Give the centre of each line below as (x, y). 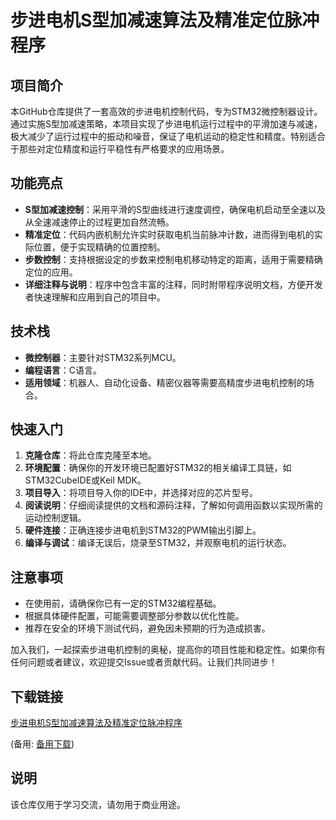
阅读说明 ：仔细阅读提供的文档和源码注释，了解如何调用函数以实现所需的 (173, 505)
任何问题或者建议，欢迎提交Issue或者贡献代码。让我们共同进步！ (144, 662)
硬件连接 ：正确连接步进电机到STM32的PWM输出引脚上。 (143, 530)
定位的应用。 (51, 272)
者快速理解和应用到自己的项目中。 (95, 297)
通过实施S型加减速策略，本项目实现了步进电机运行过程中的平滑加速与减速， (166, 124)
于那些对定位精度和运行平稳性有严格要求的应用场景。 (120, 149)
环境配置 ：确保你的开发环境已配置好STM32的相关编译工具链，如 (158, 468)
